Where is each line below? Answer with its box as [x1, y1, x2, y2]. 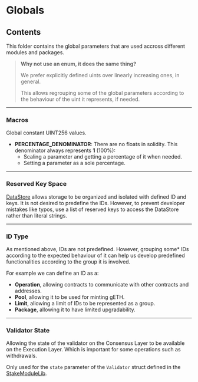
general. [20, 78, 41, 85]
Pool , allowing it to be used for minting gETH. [14, 293, 125, 301]
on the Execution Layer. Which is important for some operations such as [6, 346, 181, 353]
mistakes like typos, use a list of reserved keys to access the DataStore [6, 206, 179, 213]
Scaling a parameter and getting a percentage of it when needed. [23, 153, 183, 160]
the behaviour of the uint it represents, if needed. [20, 95, 140, 103]
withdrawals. [6, 352, 37, 360]
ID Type [6, 232, 29, 241]
